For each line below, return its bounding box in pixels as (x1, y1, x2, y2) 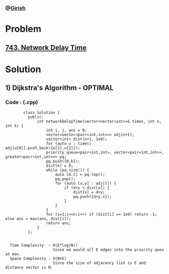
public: (27, 115, 44, 120)
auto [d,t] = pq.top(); (55, 172, 105, 177)
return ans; (46, 221, 71, 226)
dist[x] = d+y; (73, 190, 105, 195)
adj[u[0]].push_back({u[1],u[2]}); (5, 146, 80, 151)
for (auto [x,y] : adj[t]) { (55, 181, 116, 186)
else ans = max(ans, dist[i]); (5, 216, 71, 221)
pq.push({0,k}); (46, 159, 80, 164)
